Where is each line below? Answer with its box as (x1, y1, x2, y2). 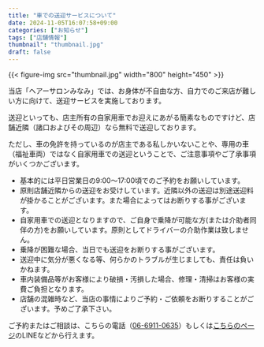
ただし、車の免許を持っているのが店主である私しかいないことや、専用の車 (8, 140, 250, 148)
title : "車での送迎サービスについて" (8, 11, 117, 20)
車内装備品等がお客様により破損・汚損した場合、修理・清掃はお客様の (19, 274, 248, 284)
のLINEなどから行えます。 (15, 330, 99, 340)
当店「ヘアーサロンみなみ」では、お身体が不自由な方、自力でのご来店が (8, 86, 243, 95)
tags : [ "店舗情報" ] (8, 33, 68, 42)
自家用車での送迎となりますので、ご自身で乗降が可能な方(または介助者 (19, 215, 250, 225)
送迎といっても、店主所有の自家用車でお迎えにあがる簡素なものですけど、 (8, 113, 249, 122)
